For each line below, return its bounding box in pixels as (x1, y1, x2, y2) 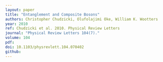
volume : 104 (5, 35, 30, 40)
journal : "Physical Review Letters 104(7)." (5, 30, 100, 35)
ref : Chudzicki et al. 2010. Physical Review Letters (5, 26, 120, 31)
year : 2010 (5, 21, 28, 26)
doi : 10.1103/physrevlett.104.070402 (5, 44, 84, 49)
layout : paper (5, 7, 35, 12)
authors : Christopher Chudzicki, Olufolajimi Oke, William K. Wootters (5, 16, 158, 21)
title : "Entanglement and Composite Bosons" (5, 12, 100, 17)
